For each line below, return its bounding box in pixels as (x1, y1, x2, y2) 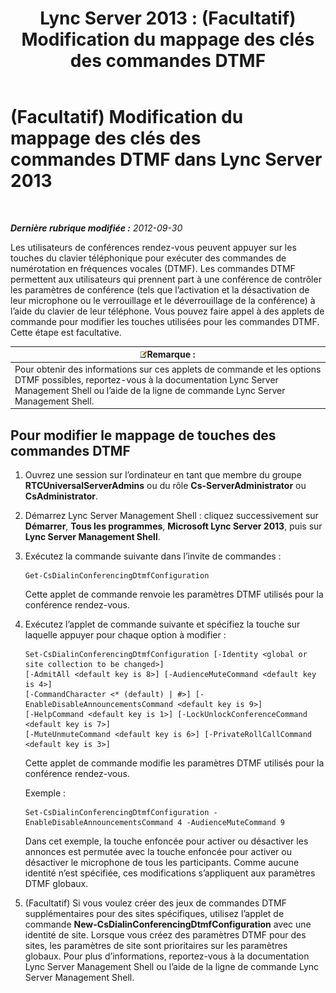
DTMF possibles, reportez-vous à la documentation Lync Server (14, 373, 279, 386)
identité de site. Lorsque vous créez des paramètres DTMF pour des (24, 929, 307, 941)
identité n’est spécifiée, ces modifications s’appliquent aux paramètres (24, 867, 316, 879)
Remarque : (146, 348, 196, 361)
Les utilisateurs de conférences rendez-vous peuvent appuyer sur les (10, 241, 297, 253)
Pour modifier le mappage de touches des (10, 427, 277, 444)
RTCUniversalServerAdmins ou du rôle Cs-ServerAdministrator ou (24, 480, 307, 491)
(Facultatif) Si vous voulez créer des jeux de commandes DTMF (24, 897, 287, 909)
